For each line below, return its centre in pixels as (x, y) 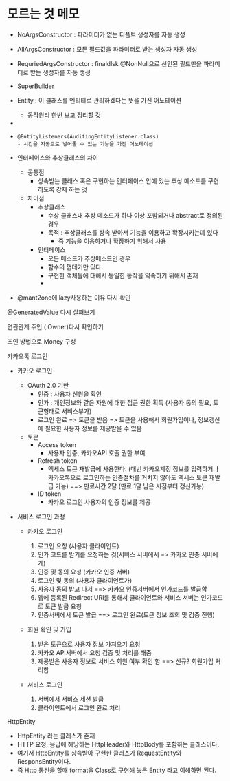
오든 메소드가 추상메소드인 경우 (89, 258)
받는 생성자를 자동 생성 (60, 72)
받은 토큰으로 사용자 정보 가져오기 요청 (89, 644)
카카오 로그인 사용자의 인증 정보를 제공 (99, 502)
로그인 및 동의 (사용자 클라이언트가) (85, 580)
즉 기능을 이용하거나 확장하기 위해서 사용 (112, 241)
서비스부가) (77, 411)
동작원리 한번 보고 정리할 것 (64, 115)
